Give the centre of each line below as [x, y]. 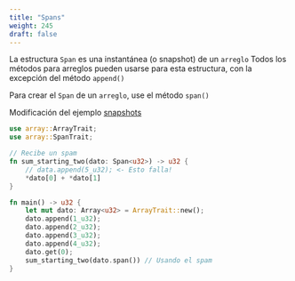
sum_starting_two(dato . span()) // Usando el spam [119, 260]
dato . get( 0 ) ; [49, 252]
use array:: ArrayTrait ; [53, 129]
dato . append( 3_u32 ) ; [63, 236]
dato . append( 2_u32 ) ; [63, 228]
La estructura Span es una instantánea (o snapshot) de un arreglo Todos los [148, 60]
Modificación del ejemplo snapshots [76, 113]
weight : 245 [31, 26]
